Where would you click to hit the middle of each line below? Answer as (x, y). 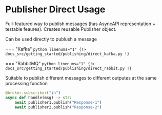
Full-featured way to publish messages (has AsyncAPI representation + (80, 24)
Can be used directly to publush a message (51, 39)
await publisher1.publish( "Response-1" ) (58, 102)
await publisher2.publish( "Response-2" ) (58, 107)
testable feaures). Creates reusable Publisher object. (61, 29)
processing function (26, 83)
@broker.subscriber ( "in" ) (33, 93)
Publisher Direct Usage (55, 9)
